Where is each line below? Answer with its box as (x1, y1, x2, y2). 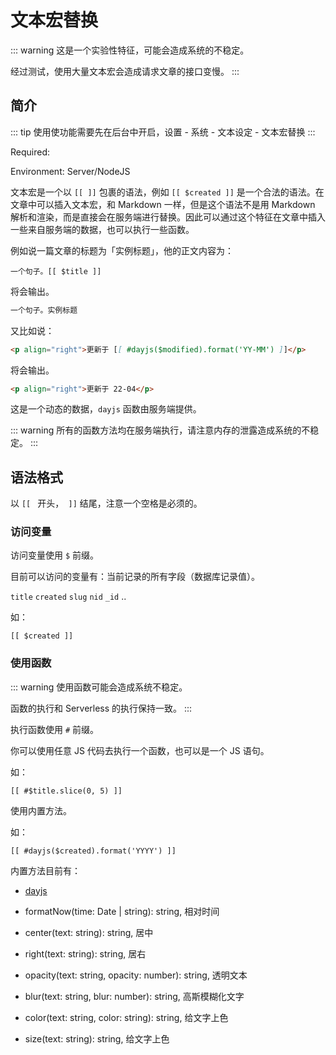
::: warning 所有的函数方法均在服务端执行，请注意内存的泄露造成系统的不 (10, 424, 311, 436)
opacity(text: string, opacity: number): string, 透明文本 (24, 969, 248, 981)
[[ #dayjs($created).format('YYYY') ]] (10, 846, 177, 856)
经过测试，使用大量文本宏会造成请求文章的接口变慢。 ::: (10, 65, 240, 77)
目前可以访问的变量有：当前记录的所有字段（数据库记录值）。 (10, 571, 260, 583)
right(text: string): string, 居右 (24, 947, 147, 960)
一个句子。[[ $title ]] (10, 266, 102, 276)
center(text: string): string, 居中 (24, 926, 154, 938)
